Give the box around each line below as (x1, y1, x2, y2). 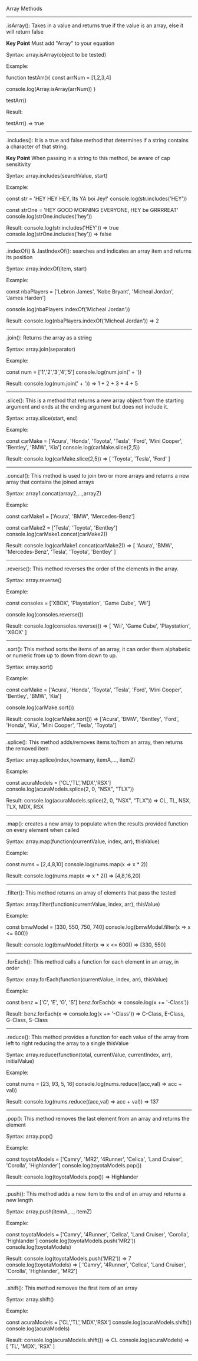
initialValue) (6, 1058, 34, 1065)
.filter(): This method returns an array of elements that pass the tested (6, 889, 176, 896)
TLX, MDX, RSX (6, 803, 44, 810)
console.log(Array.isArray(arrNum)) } (6, 86, 96, 92)
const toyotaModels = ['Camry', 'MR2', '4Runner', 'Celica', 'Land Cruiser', (6, 1156, 183, 1163)
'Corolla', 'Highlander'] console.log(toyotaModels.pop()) (6, 1162, 142, 1169)
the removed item (6, 745, 49, 752)
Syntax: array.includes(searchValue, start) (6, 172, 108, 179)
